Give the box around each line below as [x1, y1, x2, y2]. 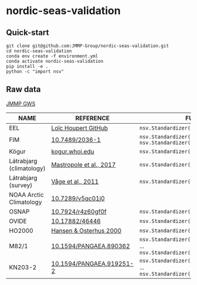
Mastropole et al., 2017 [51, 160, 116, 168]
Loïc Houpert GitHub [51, 124, 108, 132]
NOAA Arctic [9, 191, 44, 199]
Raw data [6, 84, 41, 94]
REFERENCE [75, 114, 110, 122]
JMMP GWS [6, 100, 36, 107]
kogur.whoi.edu [51, 147, 94, 155]
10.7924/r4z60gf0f [51, 207, 107, 215]
